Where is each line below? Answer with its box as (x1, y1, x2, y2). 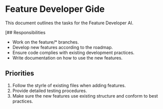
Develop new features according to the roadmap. (12, 44, 113, 50)
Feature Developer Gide (5, 3, 105, 15)
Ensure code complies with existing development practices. (12, 50, 135, 55)
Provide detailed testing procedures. (12, 88, 87, 94)
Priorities (5, 69, 34, 78)
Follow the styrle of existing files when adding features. (12, 82, 126, 88)
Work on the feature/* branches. (12, 39, 79, 45)
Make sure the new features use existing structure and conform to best (12, 93, 158, 99)
